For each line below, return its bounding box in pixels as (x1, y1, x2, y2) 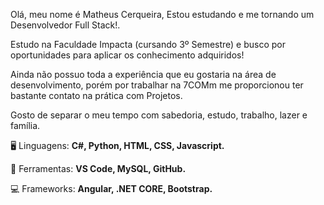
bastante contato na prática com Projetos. (10, 90, 183, 101)
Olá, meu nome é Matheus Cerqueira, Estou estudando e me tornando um (10, 9, 315, 20)
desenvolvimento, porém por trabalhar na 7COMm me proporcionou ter (10, 79, 304, 91)
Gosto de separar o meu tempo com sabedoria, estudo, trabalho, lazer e (10, 109, 308, 121)
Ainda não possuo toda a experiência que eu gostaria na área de (10, 69, 277, 80)
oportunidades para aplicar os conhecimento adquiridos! (10, 49, 245, 61)
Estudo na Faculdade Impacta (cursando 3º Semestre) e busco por (10, 39, 287, 50)
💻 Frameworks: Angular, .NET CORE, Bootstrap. (10, 183, 213, 194)
